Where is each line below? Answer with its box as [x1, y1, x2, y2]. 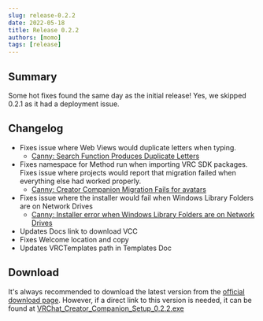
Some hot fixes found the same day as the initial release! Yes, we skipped [8, 90, 246, 100]
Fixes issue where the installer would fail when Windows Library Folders [19, 193, 254, 202]
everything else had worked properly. [19, 176, 142, 186]
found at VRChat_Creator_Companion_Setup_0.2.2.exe [8, 304, 184, 313]
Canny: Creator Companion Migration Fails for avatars [31, 184, 207, 194]
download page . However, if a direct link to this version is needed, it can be [8, 295, 252, 304]
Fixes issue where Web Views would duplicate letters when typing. [19, 142, 236, 152]
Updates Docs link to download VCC [19, 226, 138, 236]
